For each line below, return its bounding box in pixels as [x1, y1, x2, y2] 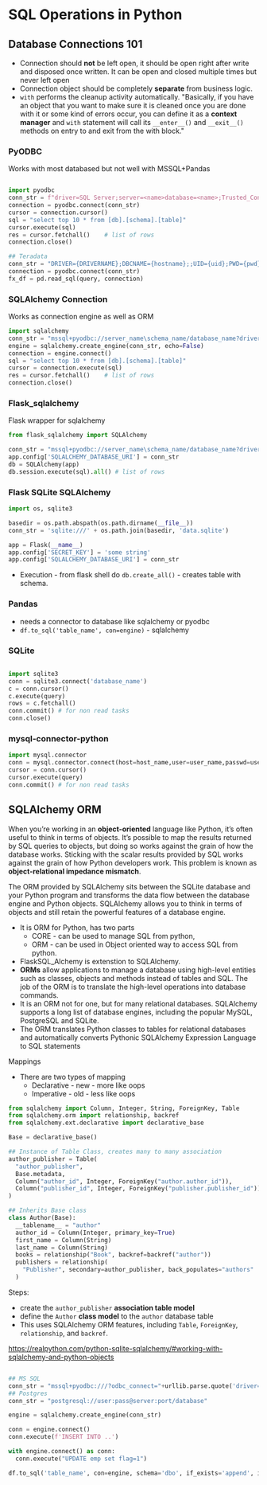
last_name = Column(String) [15, 1244, 109, 1252]
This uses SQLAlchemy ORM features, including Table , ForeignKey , [19, 1319, 238, 1329]
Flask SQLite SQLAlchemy [8, 487, 111, 498]
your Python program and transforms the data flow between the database [8, 890, 250, 900]
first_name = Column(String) [15, 1236, 112, 1244]
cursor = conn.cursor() [8, 766, 87, 774]
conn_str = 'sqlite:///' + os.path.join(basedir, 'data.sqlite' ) [8, 526, 229, 534]
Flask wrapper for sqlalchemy [8, 416, 106, 425]
